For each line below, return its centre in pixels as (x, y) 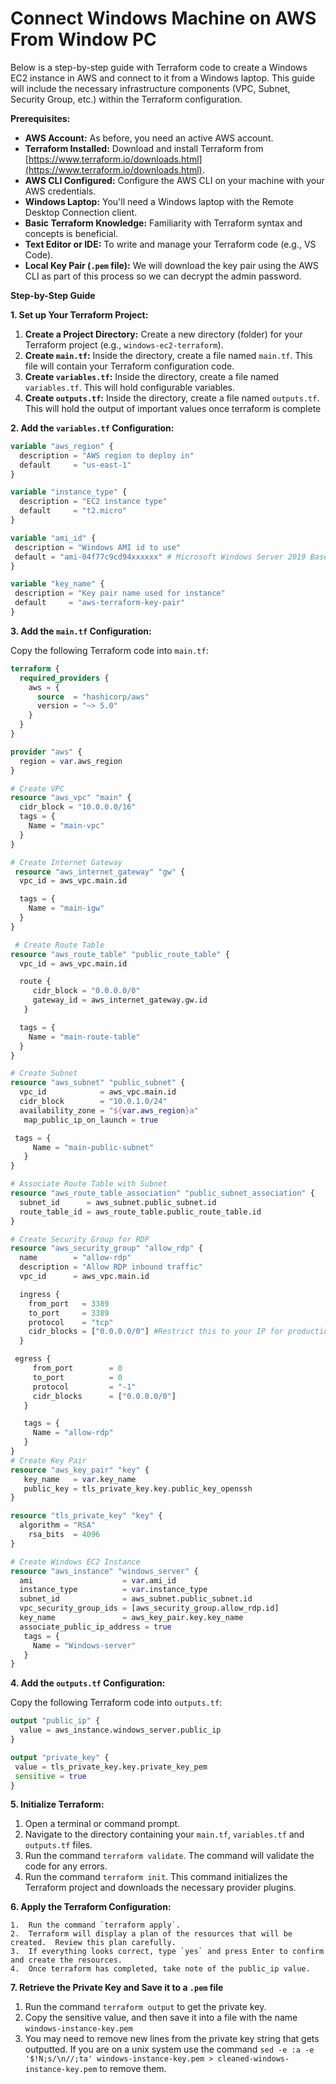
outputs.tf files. (58, 1845)
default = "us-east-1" (75, 465)
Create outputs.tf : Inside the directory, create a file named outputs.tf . (172, 398)
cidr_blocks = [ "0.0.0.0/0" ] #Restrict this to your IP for (156, 1332)
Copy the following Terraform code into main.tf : (109, 650)
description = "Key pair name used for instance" (120, 593)
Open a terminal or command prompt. (102, 1824)
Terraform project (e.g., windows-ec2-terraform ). (124, 344)
